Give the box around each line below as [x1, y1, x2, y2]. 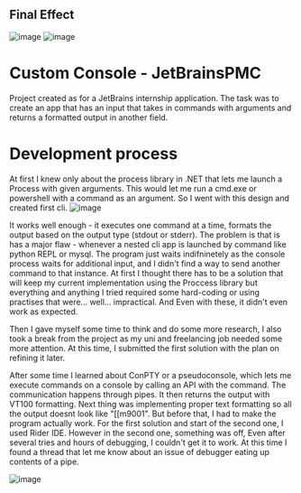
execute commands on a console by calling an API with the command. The [9, 379, 287, 390]
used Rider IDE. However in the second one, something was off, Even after [9, 427, 286, 438]
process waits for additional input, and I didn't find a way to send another [9, 257, 281, 269]
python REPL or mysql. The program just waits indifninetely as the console [9, 248, 286, 259]
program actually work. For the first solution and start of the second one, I [9, 417, 284, 428]
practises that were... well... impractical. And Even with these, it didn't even [9, 296, 288, 307]
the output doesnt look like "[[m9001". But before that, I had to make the [9, 408, 277, 419]
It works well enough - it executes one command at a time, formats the [9, 219, 272, 230]
